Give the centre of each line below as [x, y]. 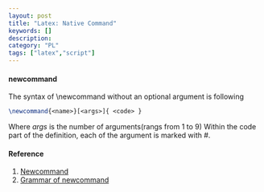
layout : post [30, 16]
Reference [26, 153]
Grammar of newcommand [64, 180]
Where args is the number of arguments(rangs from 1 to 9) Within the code [132, 127]
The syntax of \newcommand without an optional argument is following [126, 96]
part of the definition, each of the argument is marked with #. [109, 135]
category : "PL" [34, 46]
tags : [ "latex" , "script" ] [52, 53]
